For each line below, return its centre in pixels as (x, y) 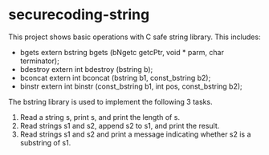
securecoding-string (79, 15)
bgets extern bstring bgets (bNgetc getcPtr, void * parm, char (122, 52)
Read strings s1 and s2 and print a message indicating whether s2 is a (135, 134)
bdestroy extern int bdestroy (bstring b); (86, 69)
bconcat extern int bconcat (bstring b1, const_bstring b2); (115, 77)
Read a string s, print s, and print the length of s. (100, 117)
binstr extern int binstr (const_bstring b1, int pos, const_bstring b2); (131, 86)
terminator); (40, 61)
